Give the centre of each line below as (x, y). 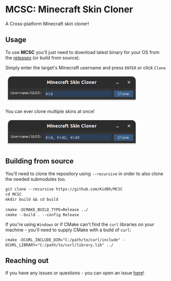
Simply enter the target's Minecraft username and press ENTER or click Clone (85, 67)
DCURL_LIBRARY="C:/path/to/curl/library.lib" (55, 245)
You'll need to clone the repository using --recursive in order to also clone (84, 174)
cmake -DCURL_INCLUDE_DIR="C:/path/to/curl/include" (63, 240)
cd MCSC (14, 194)
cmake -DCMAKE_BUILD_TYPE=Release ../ (47, 210)
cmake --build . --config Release (42, 215)
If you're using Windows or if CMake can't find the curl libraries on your (80, 224)
